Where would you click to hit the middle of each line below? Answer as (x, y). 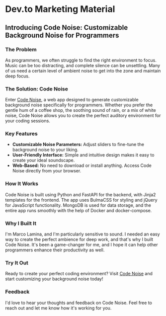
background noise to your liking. (45, 150)
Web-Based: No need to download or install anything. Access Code (82, 165)
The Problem (21, 49)
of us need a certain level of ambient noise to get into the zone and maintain (83, 71)
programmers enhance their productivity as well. (55, 250)
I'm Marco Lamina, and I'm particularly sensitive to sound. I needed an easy (83, 234)
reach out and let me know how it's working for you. (58, 308)
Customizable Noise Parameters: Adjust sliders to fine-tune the (78, 145)
